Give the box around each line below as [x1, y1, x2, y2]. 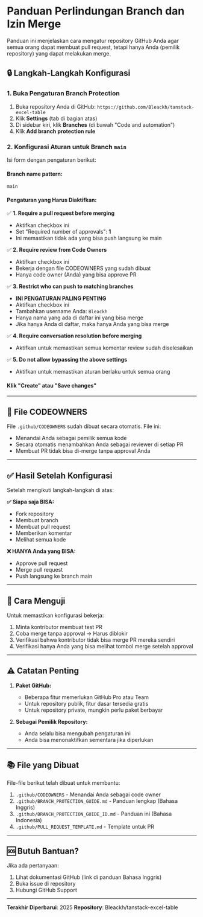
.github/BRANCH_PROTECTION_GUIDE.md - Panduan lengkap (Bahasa [15, 797, 178, 804]
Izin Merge [7, 17, 61, 31]
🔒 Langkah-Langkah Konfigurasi [7, 68, 131, 78]
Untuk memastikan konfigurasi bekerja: [7, 612, 104, 619]
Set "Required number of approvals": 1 [15, 228, 111, 235]
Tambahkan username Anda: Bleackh [15, 308, 108, 315]
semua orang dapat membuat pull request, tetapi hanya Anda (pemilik [7, 43, 180, 51]
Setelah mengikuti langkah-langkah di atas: [7, 487, 114, 494]
